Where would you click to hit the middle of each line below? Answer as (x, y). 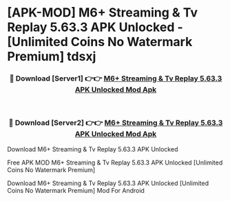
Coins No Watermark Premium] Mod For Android (76, 190)
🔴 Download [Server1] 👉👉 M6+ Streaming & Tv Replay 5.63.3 (116, 78)
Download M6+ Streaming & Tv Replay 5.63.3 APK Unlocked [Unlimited (108, 183)
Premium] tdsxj (52, 57)
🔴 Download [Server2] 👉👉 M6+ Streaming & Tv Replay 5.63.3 (116, 123)
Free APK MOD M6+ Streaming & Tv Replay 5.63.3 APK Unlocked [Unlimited (115, 162)
